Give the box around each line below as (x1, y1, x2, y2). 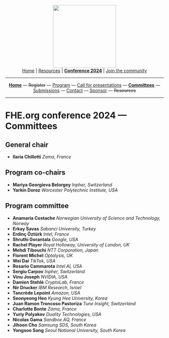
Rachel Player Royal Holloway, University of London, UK (12, 241, 130, 247)
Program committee (5, 202, 69, 210)
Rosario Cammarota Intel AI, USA (12, 263, 82, 269)
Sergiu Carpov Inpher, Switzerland (12, 268, 85, 274)
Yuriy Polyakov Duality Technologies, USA (12, 311, 102, 317)
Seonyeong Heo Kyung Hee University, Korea (12, 295, 108, 301)
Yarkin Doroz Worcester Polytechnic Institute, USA (12, 187, 118, 193)
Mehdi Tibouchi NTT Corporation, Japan (12, 247, 99, 253)
